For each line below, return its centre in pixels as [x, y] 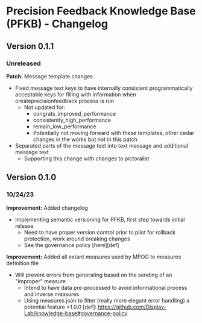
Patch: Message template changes [50, 76]
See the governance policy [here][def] [71, 245]
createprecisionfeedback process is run [65, 101]
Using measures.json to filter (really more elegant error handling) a [107, 300]
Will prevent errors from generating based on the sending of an [93, 275]
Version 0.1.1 [30, 46]
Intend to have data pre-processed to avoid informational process [106, 287]
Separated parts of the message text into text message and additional [102, 145]
